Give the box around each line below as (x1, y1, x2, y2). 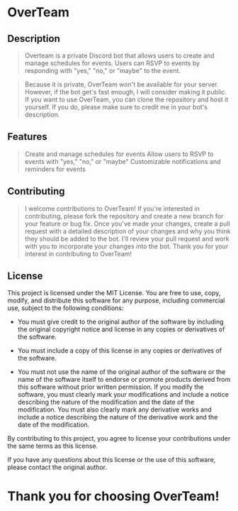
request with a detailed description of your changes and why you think (24, 226, 231, 235)
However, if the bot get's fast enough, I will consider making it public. (24, 88, 227, 96)
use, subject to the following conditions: (7, 304, 124, 312)
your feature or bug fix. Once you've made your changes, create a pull (24, 219, 230, 228)
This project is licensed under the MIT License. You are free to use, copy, (7, 289, 221, 297)
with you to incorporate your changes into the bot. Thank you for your (24, 242, 229, 251)
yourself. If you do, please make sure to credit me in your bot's (24, 103, 208, 111)
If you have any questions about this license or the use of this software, (7, 456, 216, 464)
